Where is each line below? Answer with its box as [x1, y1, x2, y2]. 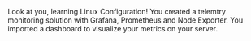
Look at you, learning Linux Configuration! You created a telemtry [7, 7, 227, 16]
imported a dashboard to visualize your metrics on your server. [7, 24, 219, 33]
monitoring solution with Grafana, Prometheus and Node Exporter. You [7, 15, 244, 25]
